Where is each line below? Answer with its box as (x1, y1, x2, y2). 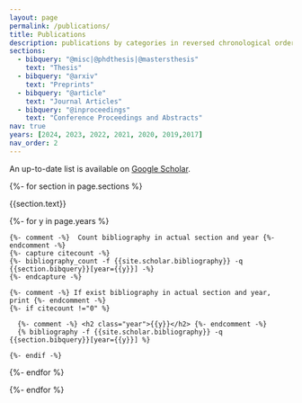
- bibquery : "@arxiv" (17, 72, 99, 81)
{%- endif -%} (9, 351, 63, 360)
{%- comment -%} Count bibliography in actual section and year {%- (9, 233, 276, 242)
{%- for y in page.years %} (9, 215, 110, 226)
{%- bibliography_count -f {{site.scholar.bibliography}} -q (9, 256, 244, 265)
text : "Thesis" (25, 64, 83, 73)
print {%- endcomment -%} (9, 296, 106, 305)
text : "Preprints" (25, 80, 94, 89)
